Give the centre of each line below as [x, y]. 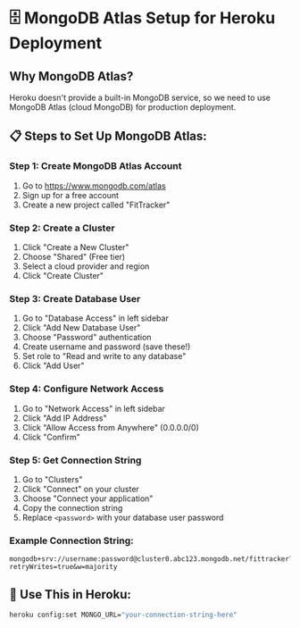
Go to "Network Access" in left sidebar [93, 408]
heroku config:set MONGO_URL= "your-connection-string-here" [124, 615]
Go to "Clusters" [52, 479]
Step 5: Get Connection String [75, 460]
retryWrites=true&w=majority [63, 567]
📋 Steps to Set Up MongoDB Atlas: [108, 136]
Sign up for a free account [70, 195]
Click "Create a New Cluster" [75, 247]
